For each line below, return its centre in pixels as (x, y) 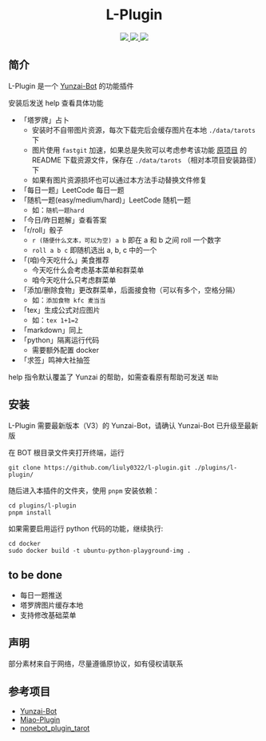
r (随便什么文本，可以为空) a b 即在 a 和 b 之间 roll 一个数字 (126, 240)
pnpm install (30, 513)
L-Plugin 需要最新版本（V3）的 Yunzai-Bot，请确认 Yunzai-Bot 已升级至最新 (133, 425)
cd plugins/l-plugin (43, 506)
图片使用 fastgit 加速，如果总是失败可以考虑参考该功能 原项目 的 (139, 150)
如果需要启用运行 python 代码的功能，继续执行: (86, 528)
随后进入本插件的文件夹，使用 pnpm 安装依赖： (84, 491)
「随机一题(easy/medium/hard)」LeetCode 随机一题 (105, 200)
